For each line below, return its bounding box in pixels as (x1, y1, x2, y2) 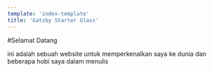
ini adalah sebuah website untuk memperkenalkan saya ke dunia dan (7, 50, 207, 58)
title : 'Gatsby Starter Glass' (7, 17, 99, 24)
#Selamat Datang (7, 36, 58, 44)
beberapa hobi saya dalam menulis (7, 57, 109, 65)
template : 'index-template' (7, 10, 90, 17)
